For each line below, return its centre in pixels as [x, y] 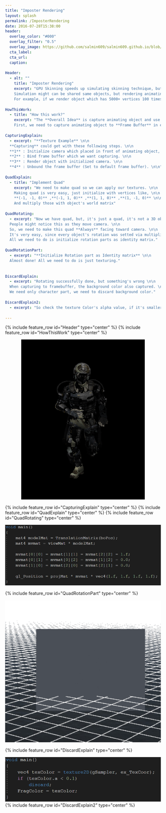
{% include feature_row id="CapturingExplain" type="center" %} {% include [83, 508]
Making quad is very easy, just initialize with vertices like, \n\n [87, 193]
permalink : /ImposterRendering [37, 21]
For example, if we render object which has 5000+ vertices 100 [82, 99]
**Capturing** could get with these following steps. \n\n [72, 146]
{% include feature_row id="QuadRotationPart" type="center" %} [72, 593]
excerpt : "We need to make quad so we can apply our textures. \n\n [86, 188]
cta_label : [21, 52]
